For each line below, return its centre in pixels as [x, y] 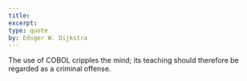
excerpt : [23, 23]
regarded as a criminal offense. [60, 69]
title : [19, 15]
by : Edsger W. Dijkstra [48, 38]
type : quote [28, 30]
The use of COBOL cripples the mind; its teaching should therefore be [123, 60]
